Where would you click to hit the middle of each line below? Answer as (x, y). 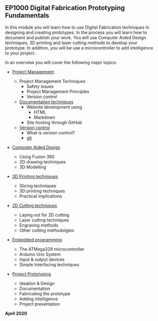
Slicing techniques (38, 186)
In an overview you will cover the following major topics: (61, 62)
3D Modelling (33, 167)
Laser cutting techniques (44, 220)
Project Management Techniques (52, 81)
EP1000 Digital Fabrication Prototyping (65, 8)
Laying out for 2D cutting (44, 215)
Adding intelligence (39, 299)
